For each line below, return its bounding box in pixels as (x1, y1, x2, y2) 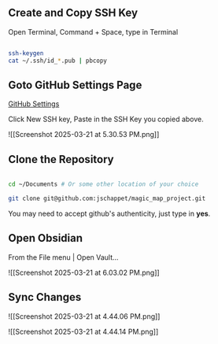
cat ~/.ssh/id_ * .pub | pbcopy (8, 57, 108, 65)
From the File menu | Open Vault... (8, 252, 120, 262)
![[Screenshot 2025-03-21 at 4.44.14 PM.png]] (8, 327, 159, 336)
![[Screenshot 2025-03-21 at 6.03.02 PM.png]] (8, 268, 160, 277)
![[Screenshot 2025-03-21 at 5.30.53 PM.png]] (8, 130, 160, 139)
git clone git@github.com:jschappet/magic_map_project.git (8, 194, 206, 203)
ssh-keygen (8, 49, 44, 57)
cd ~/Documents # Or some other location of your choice (8, 180, 199, 188)
